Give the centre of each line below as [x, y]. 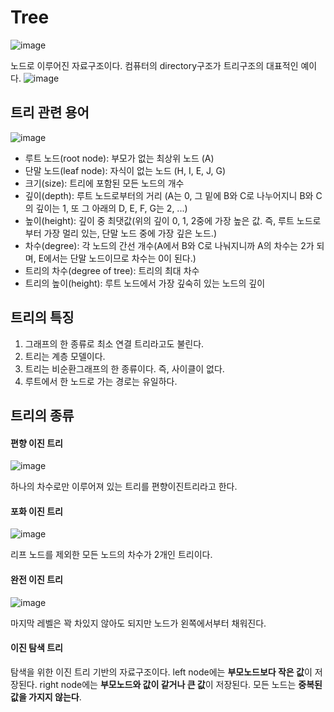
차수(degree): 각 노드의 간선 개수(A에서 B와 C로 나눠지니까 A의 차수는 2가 [169, 245]
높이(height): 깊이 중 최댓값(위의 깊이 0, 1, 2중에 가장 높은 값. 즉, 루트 [159, 220]
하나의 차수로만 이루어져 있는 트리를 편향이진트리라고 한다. [124, 487]
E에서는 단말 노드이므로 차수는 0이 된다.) [117, 258]
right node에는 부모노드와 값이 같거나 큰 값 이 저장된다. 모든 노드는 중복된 [181, 684]
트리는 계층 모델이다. [65, 356]
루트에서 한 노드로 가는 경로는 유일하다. [101, 381]
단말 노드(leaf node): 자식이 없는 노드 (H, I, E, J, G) [125, 170]
